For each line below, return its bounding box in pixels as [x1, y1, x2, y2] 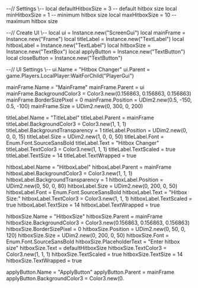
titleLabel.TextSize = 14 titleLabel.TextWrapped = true [6, 152, 137, 159]
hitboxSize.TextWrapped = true [6, 257, 82, 264]
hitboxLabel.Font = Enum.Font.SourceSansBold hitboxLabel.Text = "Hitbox [6, 189, 188, 195]
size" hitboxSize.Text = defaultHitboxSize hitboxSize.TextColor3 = [6, 245, 167, 251]
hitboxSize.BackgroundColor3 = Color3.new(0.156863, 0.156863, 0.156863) [6, 219, 190, 226]
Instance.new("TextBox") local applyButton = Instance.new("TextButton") [6, 48, 186, 55]
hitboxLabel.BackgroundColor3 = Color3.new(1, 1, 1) [6, 170, 133, 177]
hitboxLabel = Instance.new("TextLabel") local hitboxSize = [6, 42, 151, 49]
